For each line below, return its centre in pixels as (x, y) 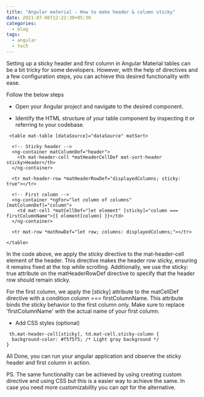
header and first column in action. (49, 362)
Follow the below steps (35, 95)
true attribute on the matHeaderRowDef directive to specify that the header (101, 273)
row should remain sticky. (39, 280)
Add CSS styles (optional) (47, 323)
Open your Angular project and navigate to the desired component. (99, 106)
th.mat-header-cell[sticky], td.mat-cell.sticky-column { (84, 334)
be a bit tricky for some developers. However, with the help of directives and (102, 70)
